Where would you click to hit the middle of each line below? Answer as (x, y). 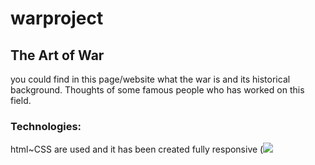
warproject (57, 18)
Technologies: (46, 126)
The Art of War (57, 55)
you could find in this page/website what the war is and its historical (150, 79)
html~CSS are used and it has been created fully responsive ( (137, 149)
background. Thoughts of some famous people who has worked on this (157, 90)
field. (21, 100)
